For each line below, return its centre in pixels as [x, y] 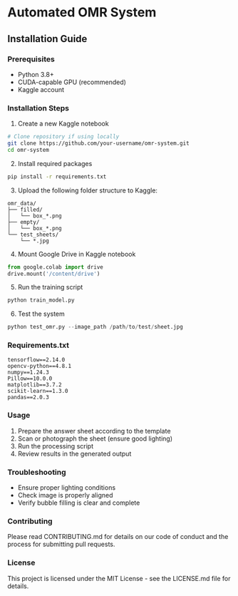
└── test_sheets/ [33, 235]
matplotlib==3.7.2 [35, 385]
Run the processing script [56, 446]
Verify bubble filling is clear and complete [79, 503]
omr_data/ [22, 203]
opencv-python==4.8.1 [40, 366]
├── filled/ [25, 210]
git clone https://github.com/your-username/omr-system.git [99, 143]
